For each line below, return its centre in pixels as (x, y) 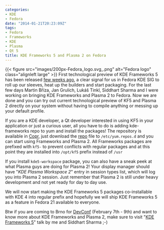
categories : (17, 10)
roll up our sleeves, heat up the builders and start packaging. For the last (78, 85)
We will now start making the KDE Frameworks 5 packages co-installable (79, 192)
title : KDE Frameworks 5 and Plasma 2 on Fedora (56, 55)
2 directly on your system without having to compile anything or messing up (82, 106)
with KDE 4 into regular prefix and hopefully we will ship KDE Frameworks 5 (81, 197)
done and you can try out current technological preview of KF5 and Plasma (81, 101)
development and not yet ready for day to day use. (56, 182)
